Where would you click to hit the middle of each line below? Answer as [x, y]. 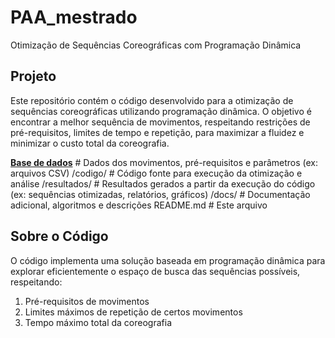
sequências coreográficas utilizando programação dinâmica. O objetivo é [161, 111]
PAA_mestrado [74, 17]
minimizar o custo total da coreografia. [90, 143]
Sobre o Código [59, 236]
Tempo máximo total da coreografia [98, 322]
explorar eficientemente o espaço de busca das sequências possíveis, [155, 271]
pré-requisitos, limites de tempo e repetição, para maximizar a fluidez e [157, 132]
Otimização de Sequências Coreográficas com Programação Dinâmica [156, 45]
